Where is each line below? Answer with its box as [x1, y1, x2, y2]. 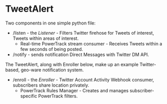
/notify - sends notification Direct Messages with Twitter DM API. [12, 51, 149, 58]
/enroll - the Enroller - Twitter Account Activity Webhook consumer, [12, 76, 154, 83]
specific [20, 93, 37, 99]
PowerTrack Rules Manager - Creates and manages [20, 87, 129, 93]
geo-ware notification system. [20, 67, 84, 73]
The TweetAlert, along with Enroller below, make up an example [5, 61, 139, 67]
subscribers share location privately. [12, 82, 89, 88]
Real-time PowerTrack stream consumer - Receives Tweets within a [20, 40, 162, 46]
